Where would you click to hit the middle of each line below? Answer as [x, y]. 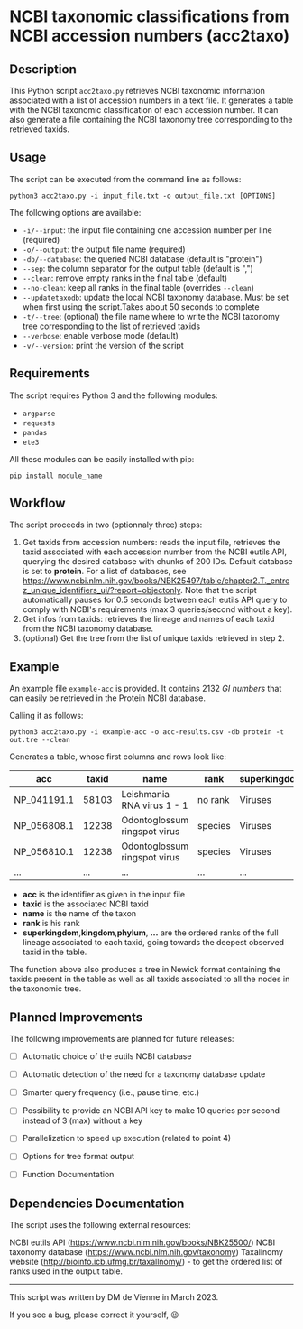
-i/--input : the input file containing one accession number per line [147, 230]
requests [39, 423]
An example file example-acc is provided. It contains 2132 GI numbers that [146, 689]
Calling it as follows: [46, 716]
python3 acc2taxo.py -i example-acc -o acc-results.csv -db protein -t [147, 732]
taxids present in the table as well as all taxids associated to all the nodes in [150, 979]
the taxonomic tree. [46, 989]
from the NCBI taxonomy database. [88, 628]
